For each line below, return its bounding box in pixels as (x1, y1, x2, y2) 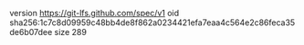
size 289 (54, 27, 87, 37)
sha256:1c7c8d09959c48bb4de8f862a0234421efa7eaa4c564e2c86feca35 (9, 17, 296, 28)
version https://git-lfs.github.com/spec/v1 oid (9, 8, 180, 18)
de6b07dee (9, 27, 53, 37)
